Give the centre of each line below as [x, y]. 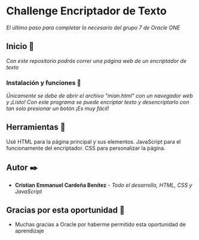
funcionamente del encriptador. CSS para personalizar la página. [86, 148]
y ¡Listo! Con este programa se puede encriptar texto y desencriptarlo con [98, 102]
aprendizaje [29, 231]
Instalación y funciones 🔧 [44, 83]
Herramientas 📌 [36, 127]
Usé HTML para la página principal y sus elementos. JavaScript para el [94, 141]
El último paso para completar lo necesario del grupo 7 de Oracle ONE [93, 28]
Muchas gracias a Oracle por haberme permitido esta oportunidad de [100, 224]
